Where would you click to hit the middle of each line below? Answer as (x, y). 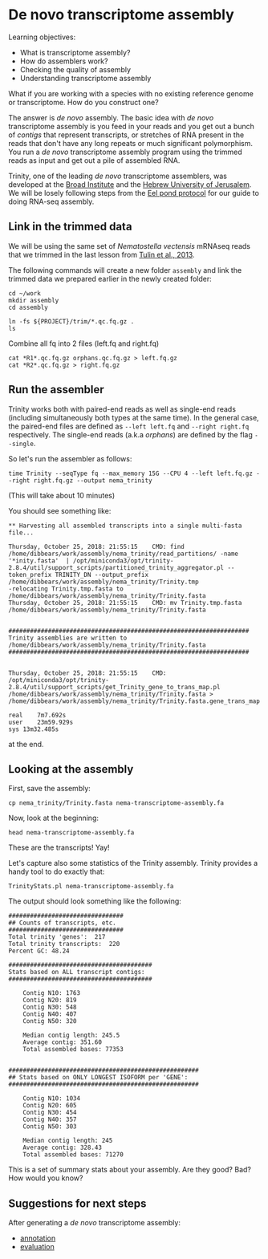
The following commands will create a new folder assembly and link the (125, 270)
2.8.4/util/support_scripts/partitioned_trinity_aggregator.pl (116, 567)
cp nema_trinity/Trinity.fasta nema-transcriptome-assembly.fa (116, 803)
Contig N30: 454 (50, 1113)
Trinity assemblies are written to (68, 638)
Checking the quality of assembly (75, 69)
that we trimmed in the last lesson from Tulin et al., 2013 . (102, 254)
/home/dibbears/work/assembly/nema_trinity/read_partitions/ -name (124, 554)
